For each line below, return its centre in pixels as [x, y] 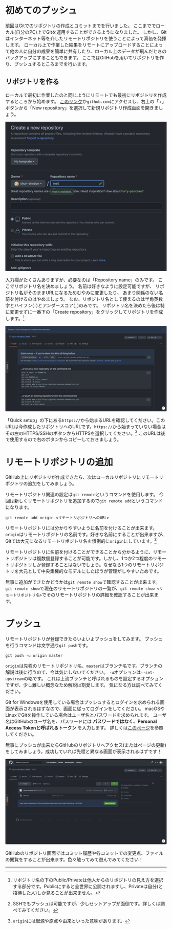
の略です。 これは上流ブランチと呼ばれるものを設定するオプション [94, 678]
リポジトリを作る [32, 82]
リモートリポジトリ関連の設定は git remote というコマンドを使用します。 [82, 495]
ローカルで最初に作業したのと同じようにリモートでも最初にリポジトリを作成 [86, 95]
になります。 [19, 507]
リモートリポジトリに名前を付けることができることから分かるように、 [79, 552]
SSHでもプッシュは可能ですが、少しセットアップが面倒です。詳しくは [87, 903]
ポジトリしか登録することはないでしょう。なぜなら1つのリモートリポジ [89, 565]
